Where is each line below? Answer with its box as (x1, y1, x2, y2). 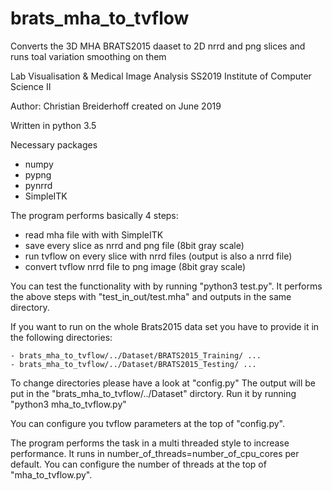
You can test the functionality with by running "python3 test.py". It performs (10, 280, 323, 292)
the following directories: (10, 331, 113, 343)
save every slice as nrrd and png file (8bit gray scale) (24, 239, 245, 251)
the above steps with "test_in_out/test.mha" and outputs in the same (10, 290, 292, 302)
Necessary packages (10, 138, 98, 151)
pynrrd (24, 179, 53, 191)
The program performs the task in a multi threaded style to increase (10, 437, 290, 449)
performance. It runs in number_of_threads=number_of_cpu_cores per (10, 447, 300, 459)
